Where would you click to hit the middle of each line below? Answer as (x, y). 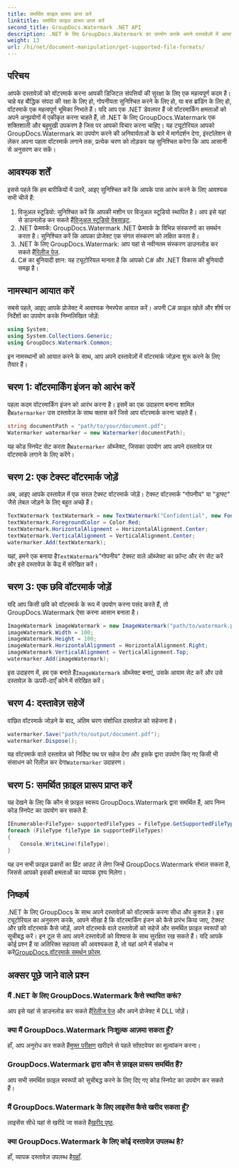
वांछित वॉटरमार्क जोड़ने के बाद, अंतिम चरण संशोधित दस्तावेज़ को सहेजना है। (92, 721)
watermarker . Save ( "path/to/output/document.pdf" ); (84, 734)
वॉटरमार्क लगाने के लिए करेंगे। (41, 454)
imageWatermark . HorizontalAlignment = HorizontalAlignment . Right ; (108, 646)
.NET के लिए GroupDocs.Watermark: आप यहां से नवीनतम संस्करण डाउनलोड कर (118, 244)
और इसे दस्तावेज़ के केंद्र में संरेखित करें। (53, 564)
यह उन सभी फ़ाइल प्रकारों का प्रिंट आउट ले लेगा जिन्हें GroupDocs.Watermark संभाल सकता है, (119, 864)
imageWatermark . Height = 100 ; (52, 639)
